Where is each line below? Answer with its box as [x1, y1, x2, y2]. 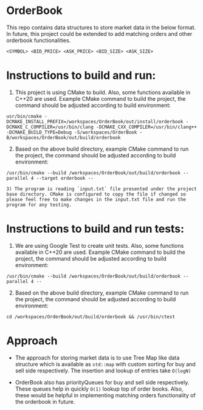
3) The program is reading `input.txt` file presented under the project [6, 186, 198, 192]
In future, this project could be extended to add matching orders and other [6, 30, 193, 37]
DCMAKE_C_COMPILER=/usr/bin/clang [6, 124, 94, 130]
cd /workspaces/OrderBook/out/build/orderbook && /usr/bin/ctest [6, 313, 175, 319]
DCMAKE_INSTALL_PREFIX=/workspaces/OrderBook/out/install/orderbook [6, 118, 184, 125]
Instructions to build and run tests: [6, 222, 184, 236]
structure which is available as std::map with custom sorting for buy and [15, 360, 196, 367]
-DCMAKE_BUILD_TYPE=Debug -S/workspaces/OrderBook [6, 129, 137, 135]
